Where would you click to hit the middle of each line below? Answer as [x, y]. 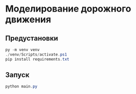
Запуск [17, 75]
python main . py [21, 86]
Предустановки [32, 38]
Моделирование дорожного [68, 9]
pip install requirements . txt [37, 59]
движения [28, 19]
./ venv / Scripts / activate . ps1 [36, 54]
